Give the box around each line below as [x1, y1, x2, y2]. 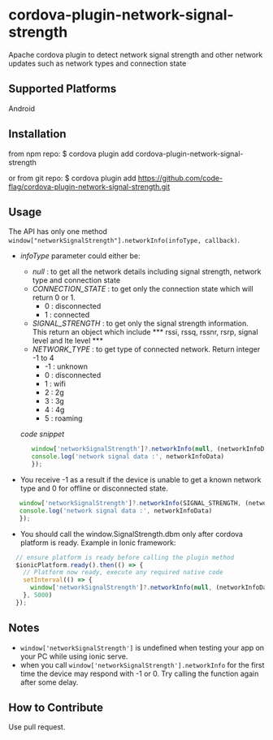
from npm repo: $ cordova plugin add [8, 149, 134, 158]
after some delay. [19, 677, 79, 687]
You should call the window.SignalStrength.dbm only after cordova [19, 529, 244, 539]
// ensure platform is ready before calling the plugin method [15, 553, 234, 561]
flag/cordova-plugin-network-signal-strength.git [8, 181, 171, 192]
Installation [8, 128, 67, 141]
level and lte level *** [32, 335, 104, 346]
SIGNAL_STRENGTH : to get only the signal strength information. [32, 318, 249, 328]
